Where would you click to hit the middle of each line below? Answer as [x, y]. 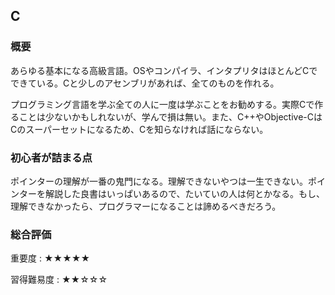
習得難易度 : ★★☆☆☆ [59, 280]
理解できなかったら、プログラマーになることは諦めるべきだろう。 [146, 206]
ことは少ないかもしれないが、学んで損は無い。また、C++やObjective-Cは [170, 116]
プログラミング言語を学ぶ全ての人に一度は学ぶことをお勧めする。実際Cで [162, 104]
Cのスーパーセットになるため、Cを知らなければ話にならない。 [139, 129]
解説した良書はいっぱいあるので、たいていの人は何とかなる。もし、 [185, 193]
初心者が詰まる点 [51, 157]
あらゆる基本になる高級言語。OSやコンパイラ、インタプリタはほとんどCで [164, 70]
